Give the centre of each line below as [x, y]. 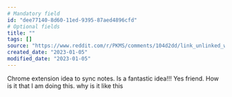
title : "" [21, 33]
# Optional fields [33, 26]
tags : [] [20, 39]
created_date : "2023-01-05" [48, 53]
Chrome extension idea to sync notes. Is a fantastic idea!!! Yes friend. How [113, 78]
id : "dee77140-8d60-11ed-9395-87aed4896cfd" [72, 20]
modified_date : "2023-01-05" [49, 59]
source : [18, 46]
